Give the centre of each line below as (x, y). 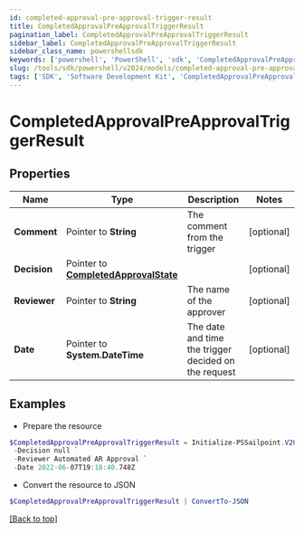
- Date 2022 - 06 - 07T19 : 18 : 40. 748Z (74, 468)
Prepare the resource (62, 425)
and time (205, 338)
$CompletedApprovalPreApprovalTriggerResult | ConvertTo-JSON (129, 502)
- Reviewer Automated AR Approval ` (80, 459)
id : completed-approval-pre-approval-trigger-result (111, 18)
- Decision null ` (46, 451)
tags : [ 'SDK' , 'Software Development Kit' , (93, 77)
